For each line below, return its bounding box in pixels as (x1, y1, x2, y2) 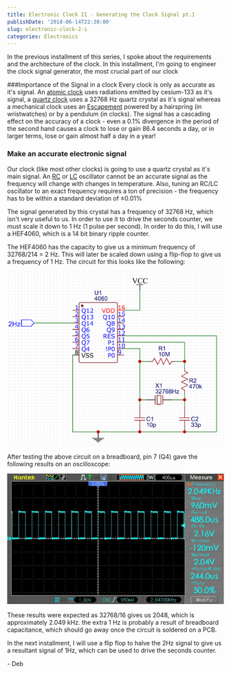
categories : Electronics (7, 33, 78, 40)
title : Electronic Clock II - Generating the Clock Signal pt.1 (7, 11, 195, 18)
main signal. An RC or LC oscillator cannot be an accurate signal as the (7, 172, 208, 180)
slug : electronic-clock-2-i (7, 25, 88, 32)
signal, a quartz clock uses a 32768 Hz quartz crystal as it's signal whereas (7, 95, 221, 103)
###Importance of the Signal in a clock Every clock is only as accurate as (7, 81, 215, 89)
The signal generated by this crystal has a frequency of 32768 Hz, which (7, 207, 214, 216)
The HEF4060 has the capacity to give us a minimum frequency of (7, 242, 196, 251)
